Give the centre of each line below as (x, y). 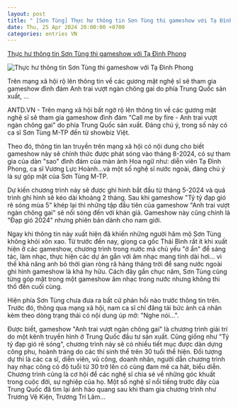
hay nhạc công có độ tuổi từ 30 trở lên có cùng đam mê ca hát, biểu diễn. (114, 367)
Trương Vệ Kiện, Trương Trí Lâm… (57, 397)
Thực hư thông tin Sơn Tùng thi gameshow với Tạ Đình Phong (97, 54)
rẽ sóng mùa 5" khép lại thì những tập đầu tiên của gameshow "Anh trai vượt (119, 205)
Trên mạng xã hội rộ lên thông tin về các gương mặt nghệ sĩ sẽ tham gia (112, 81)
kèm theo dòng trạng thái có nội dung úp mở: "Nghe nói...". (93, 315)
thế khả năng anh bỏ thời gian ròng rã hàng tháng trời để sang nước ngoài (115, 264)
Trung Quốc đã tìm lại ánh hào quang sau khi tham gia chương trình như (112, 390)
